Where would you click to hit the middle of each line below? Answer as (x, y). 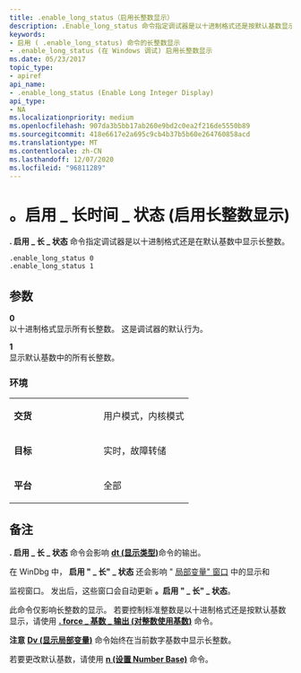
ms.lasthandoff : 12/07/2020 (62, 159)
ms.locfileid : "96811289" (57, 168)
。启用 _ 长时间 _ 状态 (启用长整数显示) (150, 215)
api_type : (28, 101)
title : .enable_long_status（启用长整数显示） (92, 17)
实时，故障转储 (135, 451)
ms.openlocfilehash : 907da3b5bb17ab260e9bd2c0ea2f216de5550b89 (130, 127)
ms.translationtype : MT (54, 143)
